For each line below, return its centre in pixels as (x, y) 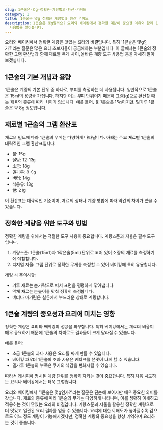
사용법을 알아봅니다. (27, 28)
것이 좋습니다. (23, 423)
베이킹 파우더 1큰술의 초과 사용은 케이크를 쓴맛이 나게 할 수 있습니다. (76, 360)
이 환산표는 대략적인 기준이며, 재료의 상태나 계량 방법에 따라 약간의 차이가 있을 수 (81, 200)
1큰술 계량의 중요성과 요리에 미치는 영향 (60, 314)
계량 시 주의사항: (21, 275)
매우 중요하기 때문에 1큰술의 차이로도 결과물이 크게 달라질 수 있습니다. (71, 333)
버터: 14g (21, 178)
